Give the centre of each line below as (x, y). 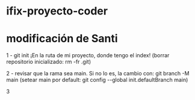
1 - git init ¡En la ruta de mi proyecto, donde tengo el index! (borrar (88, 55)
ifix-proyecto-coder (57, 11)
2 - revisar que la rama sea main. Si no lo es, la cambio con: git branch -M (98, 73)
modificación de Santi (62, 39)
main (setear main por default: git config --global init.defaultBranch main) (97, 80)
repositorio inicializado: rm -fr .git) (49, 62)
